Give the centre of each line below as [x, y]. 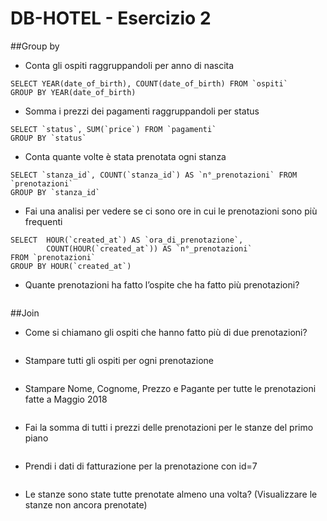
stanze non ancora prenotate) [86, 504]
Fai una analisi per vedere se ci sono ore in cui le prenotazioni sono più [171, 211]
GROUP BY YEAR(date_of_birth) [73, 92]
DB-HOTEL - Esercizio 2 [111, 18]
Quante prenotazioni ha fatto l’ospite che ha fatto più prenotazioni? [162, 284]
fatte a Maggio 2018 [66, 399]
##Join [25, 313]
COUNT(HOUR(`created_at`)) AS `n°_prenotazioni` [149, 248]
